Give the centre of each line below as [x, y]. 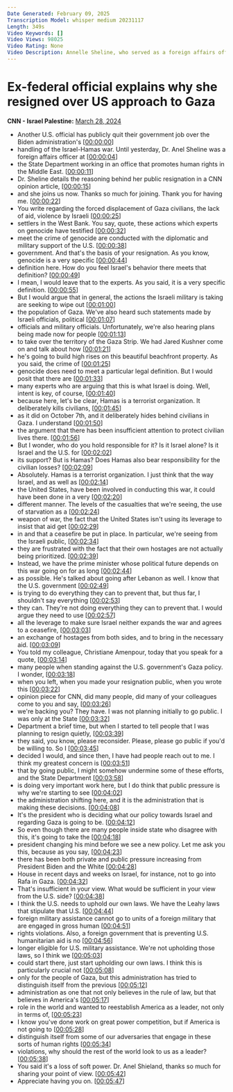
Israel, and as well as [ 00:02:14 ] [63, 482]
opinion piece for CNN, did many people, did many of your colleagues [117, 696]
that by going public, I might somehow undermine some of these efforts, [120, 770]
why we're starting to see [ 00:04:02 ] [70, 792]
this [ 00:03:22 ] [38, 689]
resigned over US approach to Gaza [111, 102]
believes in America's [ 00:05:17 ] [63, 999]
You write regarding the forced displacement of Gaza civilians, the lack [118, 208]
